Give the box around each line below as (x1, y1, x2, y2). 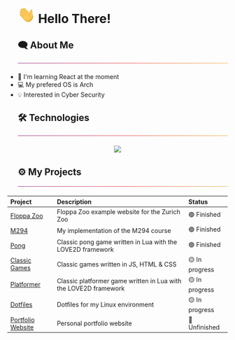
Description (57, 197, 92, 206)
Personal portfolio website (57, 319, 132, 327)
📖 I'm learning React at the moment (17, 72, 120, 80)
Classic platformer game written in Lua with (57, 276, 182, 285)
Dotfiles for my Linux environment (57, 300, 155, 309)
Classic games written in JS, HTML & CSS (57, 260, 177, 268)
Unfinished (188, 323, 220, 331)
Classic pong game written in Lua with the (57, 237, 178, 246)
